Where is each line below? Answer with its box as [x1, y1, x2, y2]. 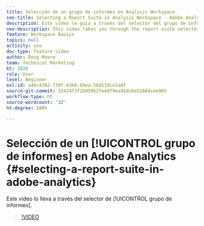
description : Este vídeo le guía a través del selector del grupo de [6, 20, 186, 26]
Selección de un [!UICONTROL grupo [6, 136, 195, 150]
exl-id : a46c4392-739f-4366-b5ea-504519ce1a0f [6, 83, 126, 89]
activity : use [6, 43, 42, 49]
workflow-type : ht [6, 94, 53, 100]
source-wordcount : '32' [6, 99, 67, 105]
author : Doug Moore [6, 54, 56, 60]
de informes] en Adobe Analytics [6, 149, 176, 163]
